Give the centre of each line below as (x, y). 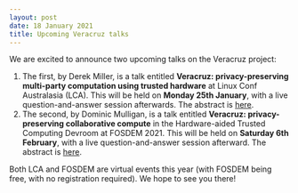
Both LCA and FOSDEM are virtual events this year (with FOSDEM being (141, 169)
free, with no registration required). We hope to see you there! (123, 179)
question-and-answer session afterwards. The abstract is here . (138, 105)
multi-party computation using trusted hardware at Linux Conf (140, 86)
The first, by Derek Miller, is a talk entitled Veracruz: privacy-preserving (155, 76)
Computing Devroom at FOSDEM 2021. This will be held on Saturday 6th (155, 133)
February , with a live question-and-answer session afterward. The (144, 142)
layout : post (33, 17)
